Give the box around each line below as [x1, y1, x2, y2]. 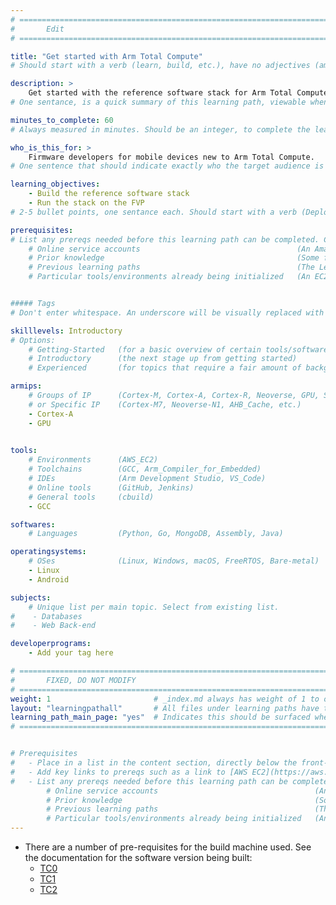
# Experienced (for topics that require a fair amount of [28, 363, 302, 373]
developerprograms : [10, 639, 92, 649]
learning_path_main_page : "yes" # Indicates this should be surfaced [10, 712, 311, 723]
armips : [10, 381, 43, 391]
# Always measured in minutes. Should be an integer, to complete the [10, 124, 311, 135]
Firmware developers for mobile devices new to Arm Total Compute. [28, 152, 315, 162]
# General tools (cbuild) [28, 492, 155, 502]
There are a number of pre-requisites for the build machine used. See [24, 841, 312, 853]
